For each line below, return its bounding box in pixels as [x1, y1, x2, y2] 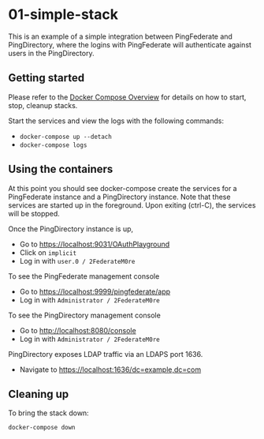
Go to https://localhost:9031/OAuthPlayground [19, 239, 170, 249]
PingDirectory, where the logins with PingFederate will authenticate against [8, 39, 252, 49]
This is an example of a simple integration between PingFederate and [8, 32, 232, 41]
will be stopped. [8, 208, 61, 218]
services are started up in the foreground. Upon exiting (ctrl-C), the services [8, 200, 256, 210]
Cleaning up [8, 387, 69, 400]
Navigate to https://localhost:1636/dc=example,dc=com [19, 365, 202, 374]
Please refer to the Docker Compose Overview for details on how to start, [8, 92, 247, 102]
